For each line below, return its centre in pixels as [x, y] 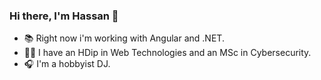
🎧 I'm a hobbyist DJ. [67, 64]
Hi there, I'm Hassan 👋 [64, 16]
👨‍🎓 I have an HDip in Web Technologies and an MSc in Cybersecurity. [167, 53]
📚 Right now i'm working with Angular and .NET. [124, 38]
